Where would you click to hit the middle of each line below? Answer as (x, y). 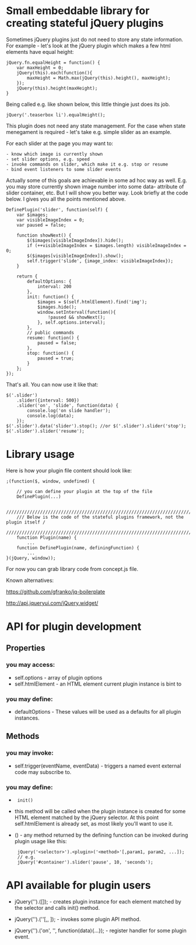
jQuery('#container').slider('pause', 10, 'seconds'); (85, 862)
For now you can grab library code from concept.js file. (72, 569)
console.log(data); (51, 416)
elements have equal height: (40, 52)
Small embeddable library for (78, 11)
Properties (26, 648)
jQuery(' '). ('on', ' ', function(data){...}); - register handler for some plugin (100, 930)
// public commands (51, 333)
